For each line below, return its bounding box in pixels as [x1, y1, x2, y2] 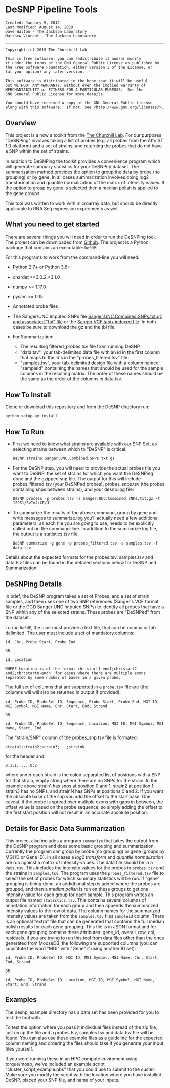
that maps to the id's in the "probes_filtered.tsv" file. [20, 354, 129, 360]
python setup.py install [5, 414, 58, 419]
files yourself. [5, 1045, 34, 1052]
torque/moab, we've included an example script [5, 1061, 105, 1067]
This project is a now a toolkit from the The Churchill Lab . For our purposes [5, 132, 162, 138]
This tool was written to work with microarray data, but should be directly [5, 200, 158, 206]
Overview [5, 119, 37, 127]
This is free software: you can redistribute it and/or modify [5, 56, 142, 61]
